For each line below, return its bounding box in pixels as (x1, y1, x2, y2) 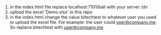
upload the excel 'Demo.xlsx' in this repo (9, 9, 93, 15)
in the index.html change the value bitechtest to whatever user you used (9, 14, 157, 20)
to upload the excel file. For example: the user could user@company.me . (9, 19, 157, 25)
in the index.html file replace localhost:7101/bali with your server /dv (9, 4, 148, 10)
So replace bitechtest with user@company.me (9, 24, 103, 30)
